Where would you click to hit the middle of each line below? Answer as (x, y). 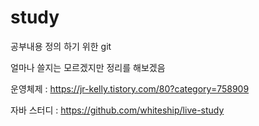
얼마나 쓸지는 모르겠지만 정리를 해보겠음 (88, 67)
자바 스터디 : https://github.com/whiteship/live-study (117, 110)
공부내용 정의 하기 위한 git (61, 46)
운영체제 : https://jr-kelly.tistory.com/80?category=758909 (130, 88)
